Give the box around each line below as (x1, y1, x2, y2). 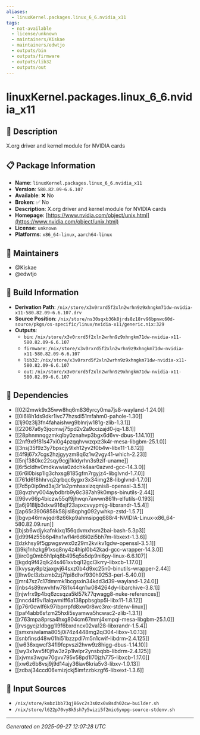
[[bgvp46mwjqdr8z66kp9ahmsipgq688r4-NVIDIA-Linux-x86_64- (14, 514, 176, 521)
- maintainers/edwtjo (11, 42, 65, 48)
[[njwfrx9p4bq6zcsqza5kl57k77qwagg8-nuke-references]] (14, 590, 161, 598)
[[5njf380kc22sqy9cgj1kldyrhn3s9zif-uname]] (14, 457, 129, 464)
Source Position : (14, 315, 57, 322)
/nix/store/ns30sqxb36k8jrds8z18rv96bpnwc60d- (57, 316, 176, 322)
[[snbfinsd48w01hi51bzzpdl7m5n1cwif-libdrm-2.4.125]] (14, 635, 150, 642)
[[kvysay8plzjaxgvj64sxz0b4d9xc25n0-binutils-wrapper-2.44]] (14, 565, 171, 572)
